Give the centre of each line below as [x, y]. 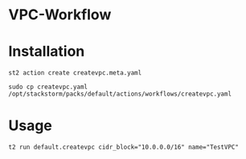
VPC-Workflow [60, 15]
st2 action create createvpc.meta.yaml [75, 73]
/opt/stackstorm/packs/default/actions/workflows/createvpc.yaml [120, 94]
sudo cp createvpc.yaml [48, 87]
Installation [47, 52]
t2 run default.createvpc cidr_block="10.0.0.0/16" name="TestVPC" [124, 147]
